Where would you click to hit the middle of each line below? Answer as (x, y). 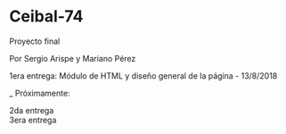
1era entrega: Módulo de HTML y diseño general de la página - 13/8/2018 (143, 75)
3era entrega (33, 120)
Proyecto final (35, 41)
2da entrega (32, 110)
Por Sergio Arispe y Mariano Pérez (73, 58)
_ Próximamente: (40, 93)
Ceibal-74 (46, 17)
